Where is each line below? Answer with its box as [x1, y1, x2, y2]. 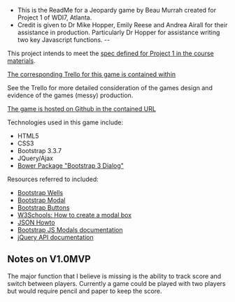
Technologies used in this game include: [7, 118, 124, 127]
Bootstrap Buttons [17, 203, 70, 212]
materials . [7, 57, 36, 65]
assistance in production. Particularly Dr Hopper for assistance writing [17, 28, 220, 36]
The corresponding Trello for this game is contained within [7, 70, 176, 78]
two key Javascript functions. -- [17, 36, 111, 44]
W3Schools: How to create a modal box [17, 211, 132, 219]
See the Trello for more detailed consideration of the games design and [7, 84, 213, 92]
